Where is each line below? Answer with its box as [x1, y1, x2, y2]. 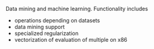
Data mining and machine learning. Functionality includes [5, 5, 149, 12]
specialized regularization [14, 30, 79, 37]
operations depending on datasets [14, 17, 100, 24]
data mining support [14, 24, 65, 30]
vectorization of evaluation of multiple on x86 [14, 36, 127, 43]
